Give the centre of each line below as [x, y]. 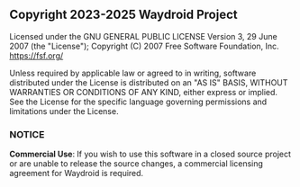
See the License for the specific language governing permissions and [138, 102]
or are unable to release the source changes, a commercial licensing [136, 164]
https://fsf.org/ [36, 55]
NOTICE [27, 134]
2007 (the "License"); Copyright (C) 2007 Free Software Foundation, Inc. [144, 46]
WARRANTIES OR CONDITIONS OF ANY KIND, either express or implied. [143, 92]
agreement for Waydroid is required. [77, 174]
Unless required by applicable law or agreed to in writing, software [133, 73]
